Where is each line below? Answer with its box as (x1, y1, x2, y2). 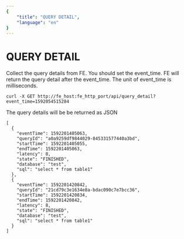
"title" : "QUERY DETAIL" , (16, 14, 80, 20)
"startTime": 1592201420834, (16, 192, 88, 198)
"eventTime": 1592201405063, (16, 130, 88, 137)
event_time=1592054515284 (6, 99, 69, 105)
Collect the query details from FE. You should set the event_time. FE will (6, 70, 179, 77)
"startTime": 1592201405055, (16, 141, 88, 147)
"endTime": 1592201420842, (16, 197, 83, 203)
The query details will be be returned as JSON (6, 109, 118, 116)
